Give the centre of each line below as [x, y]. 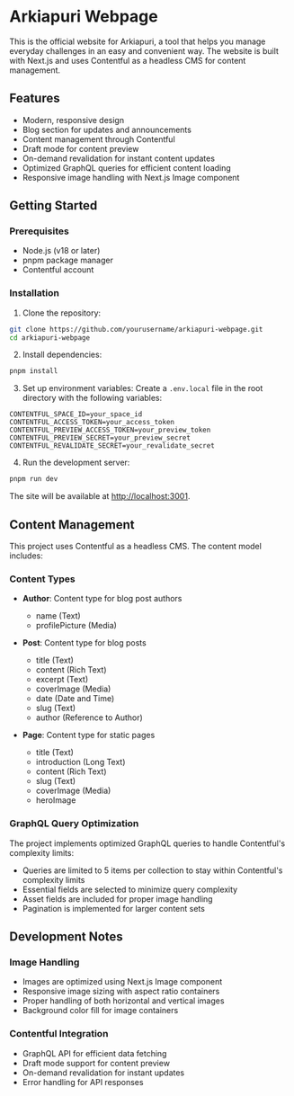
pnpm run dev [34, 479]
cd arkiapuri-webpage [50, 338]
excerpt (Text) [62, 680]
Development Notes [66, 937]
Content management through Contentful [98, 139]
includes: [26, 556]
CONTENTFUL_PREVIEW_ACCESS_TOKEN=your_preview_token [110, 430]
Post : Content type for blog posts [84, 643]
